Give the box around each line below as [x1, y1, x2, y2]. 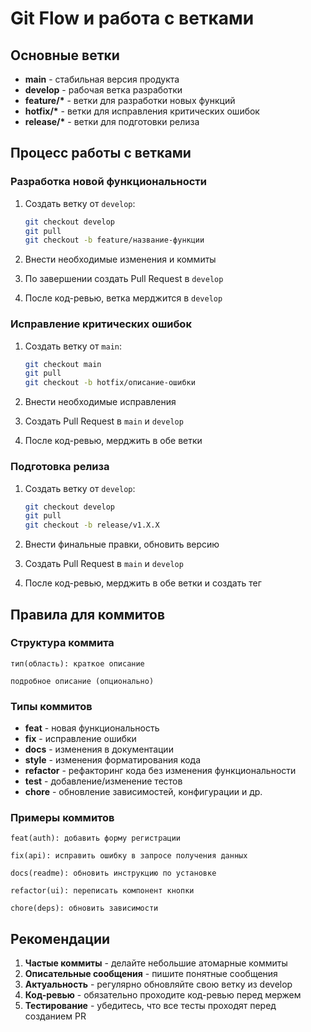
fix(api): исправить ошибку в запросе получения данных [10, 851, 248, 861]
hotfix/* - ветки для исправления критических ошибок [24, 105, 260, 117]
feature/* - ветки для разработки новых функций [24, 95, 236, 106]
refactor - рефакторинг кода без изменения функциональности [24, 765, 297, 777]
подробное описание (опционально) [10, 676, 155, 686]
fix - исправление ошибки [24, 733, 137, 745]
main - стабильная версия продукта [24, 73, 180, 85]
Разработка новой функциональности [10, 175, 208, 189]
